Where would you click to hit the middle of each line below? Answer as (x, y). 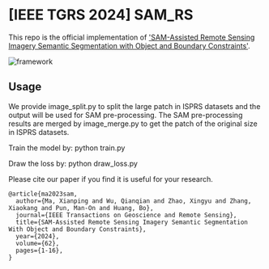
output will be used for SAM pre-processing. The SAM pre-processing (126, 115)
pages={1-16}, (39, 250)
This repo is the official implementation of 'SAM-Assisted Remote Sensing (132, 37)
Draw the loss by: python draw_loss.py (73, 163)
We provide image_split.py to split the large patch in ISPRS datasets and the (134, 106)
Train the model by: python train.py (67, 148)
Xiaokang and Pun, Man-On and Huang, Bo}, (81, 208)
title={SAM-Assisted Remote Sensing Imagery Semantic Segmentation (132, 222)
